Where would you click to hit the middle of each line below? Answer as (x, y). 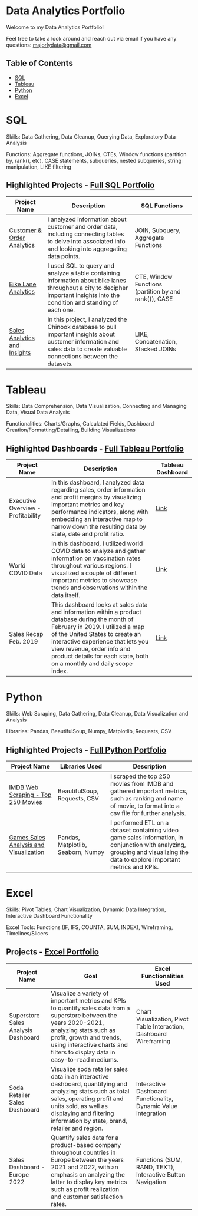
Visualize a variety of (80, 993)
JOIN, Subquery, (158, 230)
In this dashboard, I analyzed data (98, 483)
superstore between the (84, 1015)
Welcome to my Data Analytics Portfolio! (55, 27)
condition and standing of (83, 302)
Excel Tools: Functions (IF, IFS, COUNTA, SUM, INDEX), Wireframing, (90, 927)
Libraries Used (81, 766)
